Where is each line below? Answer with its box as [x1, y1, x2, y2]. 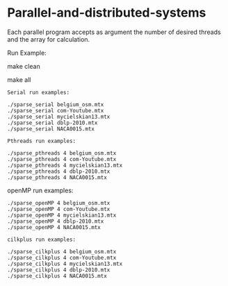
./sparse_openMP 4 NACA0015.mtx [7, 224, 101, 230]
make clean [7, 62, 40, 70]
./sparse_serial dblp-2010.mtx [7, 119, 98, 126]
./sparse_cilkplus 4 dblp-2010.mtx [7, 266, 111, 274]
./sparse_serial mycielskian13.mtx [7, 113, 111, 120]
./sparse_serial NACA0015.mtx [7, 125, 95, 133]
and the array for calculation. [7, 35, 90, 43]
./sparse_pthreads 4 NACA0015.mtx [7, 174, 108, 181]
